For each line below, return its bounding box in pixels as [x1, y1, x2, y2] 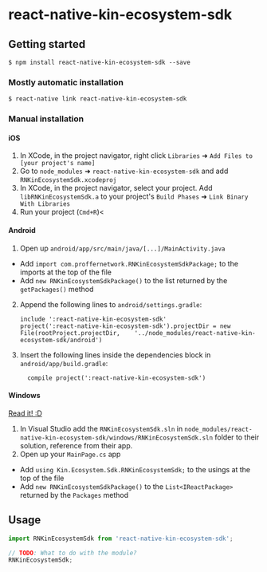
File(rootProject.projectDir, [19, 329, 121, 337]
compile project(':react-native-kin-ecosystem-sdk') [27, 373, 206, 382]
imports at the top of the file [19, 267, 112, 277]
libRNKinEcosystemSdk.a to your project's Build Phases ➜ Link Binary [19, 191, 249, 201]
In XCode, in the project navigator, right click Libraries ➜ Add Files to [19, 151, 253, 160]
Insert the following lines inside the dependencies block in [19, 349, 211, 360]
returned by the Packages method [19, 490, 129, 499]
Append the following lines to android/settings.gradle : [19, 299, 202, 309]
